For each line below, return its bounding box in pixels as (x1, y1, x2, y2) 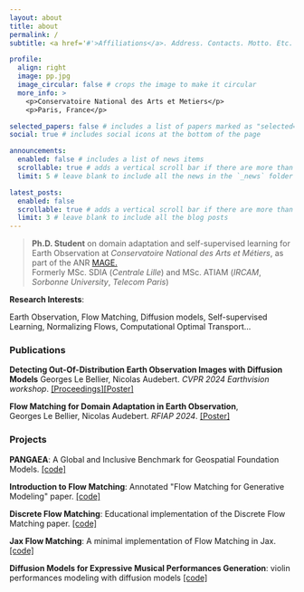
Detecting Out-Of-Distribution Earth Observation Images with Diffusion (9, 364, 283, 376)
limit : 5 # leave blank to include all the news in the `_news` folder (17, 171, 294, 181)
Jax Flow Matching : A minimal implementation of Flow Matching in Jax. (9, 535, 276, 546)
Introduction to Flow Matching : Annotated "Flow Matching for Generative (9, 481, 285, 492)
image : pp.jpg (17, 72, 71, 81)
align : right (17, 63, 67, 72)
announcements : (9, 147, 67, 156)
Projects (9, 434, 47, 446)
